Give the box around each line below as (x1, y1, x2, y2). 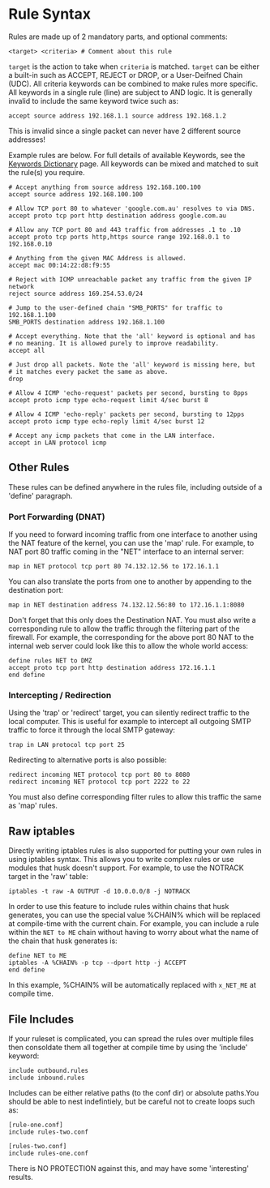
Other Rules (8, 461, 70, 474)
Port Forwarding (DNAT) (8, 511, 105, 522)
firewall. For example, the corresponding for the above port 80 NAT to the (8, 633, 254, 642)
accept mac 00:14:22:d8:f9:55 (8, 261, 111, 269)
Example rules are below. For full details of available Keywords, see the (8, 150, 246, 160)
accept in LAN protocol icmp (8, 439, 107, 447)
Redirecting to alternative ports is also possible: (8, 755, 168, 765)
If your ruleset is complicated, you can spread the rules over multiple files (8, 1033, 254, 1043)
